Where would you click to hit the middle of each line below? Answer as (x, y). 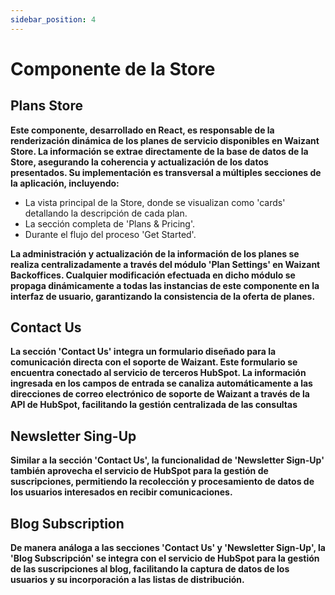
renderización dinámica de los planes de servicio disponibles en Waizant (165, 140)
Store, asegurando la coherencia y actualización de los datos (139, 162)
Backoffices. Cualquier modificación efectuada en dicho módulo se (153, 275)
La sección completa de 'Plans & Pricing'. (109, 223)
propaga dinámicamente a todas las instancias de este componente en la (165, 285)
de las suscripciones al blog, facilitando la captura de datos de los (150, 569)
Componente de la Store (113, 68)
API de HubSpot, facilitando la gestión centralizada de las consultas (154, 405)
